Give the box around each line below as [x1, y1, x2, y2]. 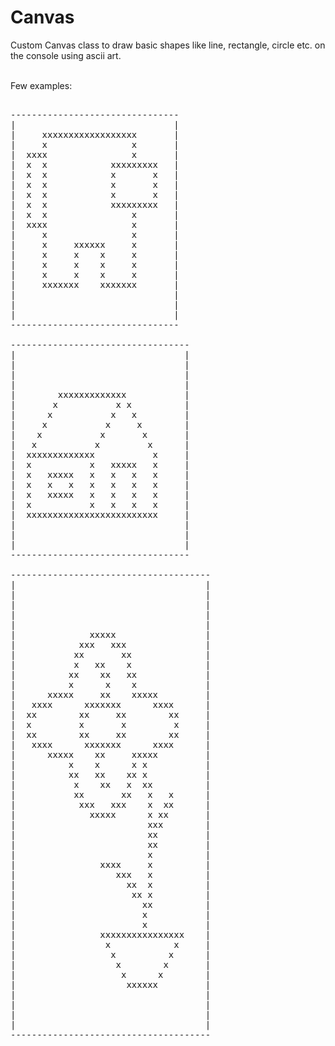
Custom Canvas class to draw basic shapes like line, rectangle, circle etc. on [10, 39, 326, 51]
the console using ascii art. [10, 49, 122, 61]
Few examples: [10, 79, 73, 91]
